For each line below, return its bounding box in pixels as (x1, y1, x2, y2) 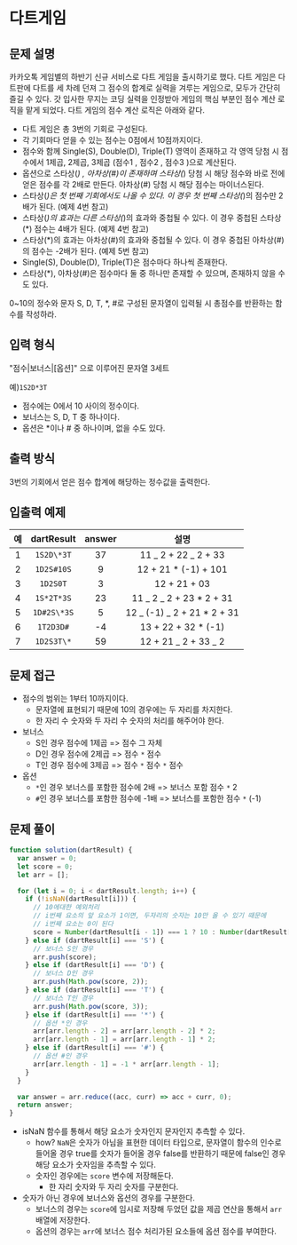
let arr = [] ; (17, 870, 69, 879)
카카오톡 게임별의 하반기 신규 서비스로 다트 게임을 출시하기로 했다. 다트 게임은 (9, 72, 277, 82)
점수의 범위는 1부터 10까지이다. (21, 694, 129, 704)
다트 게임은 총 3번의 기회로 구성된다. (21, 123, 148, 134)
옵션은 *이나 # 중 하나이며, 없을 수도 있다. (21, 423, 166, 433)
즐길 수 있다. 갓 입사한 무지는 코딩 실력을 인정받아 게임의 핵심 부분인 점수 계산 (9, 94, 277, 104)
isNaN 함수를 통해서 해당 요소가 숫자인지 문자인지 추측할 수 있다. (21, 1126, 246, 1137)
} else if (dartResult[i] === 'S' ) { (25, 936, 165, 945)
